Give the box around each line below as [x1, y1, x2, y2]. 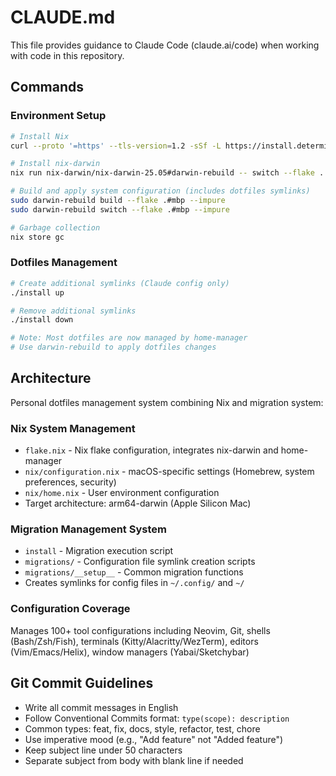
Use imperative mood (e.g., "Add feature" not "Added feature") [24, 733, 284, 745]
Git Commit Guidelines [10, 675, 154, 692]
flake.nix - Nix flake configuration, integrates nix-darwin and [24, 444, 279, 456]
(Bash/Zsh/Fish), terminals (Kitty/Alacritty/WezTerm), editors [10, 635, 259, 647]
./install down [10, 315, 74, 325]
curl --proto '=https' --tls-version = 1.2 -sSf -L [10, 141, 222, 151]
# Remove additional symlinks [10, 306, 137, 316]
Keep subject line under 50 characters [24, 744, 183, 756]
